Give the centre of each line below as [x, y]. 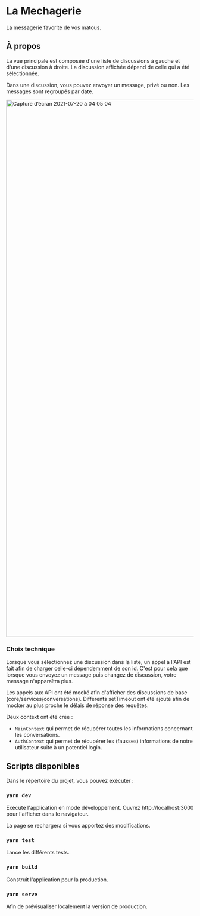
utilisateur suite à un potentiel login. [58, 748]
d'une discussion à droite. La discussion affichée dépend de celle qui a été [98, 67]
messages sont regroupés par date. [50, 91]
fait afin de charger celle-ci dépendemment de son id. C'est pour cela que [97, 668]
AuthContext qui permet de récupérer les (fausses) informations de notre [104, 741]
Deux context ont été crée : [40, 717]
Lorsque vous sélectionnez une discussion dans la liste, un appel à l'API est [99, 662]
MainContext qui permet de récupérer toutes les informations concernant [104, 729]
